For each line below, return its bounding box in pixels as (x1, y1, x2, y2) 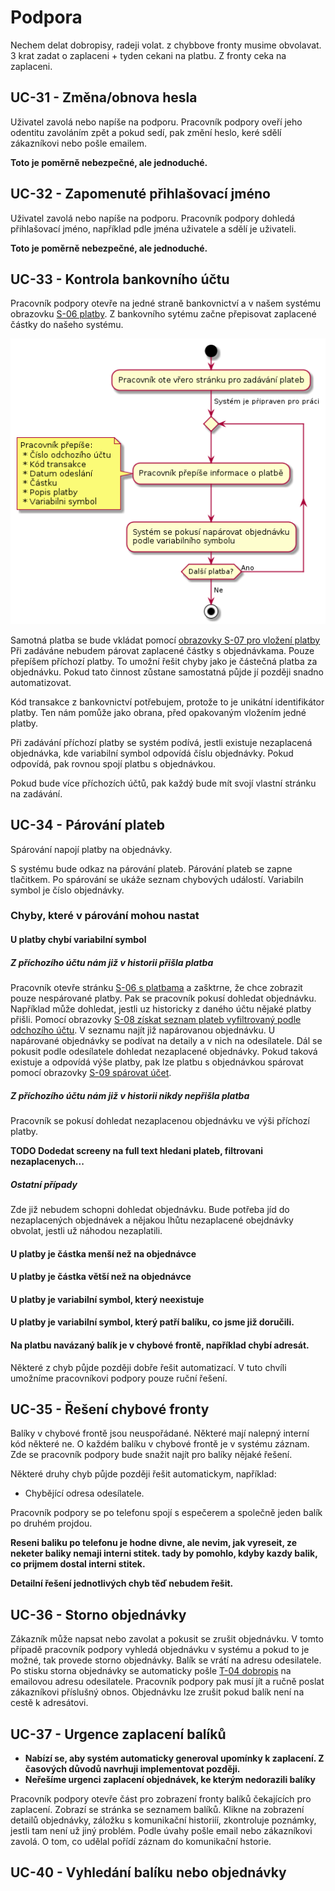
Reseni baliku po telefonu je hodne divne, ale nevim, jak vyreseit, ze (10, 1537, 298, 1549)
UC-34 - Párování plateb (10, 817, 165, 834)
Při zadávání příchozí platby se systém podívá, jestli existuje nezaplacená (10, 736, 313, 748)
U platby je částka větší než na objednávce (10, 1271, 192, 1283)
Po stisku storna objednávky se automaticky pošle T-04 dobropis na (10, 1665, 292, 1677)
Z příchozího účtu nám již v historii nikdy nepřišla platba (10, 1089, 250, 1101)
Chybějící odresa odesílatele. (24, 1487, 145, 1500)
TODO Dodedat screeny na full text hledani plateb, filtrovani (10, 1145, 263, 1157)
